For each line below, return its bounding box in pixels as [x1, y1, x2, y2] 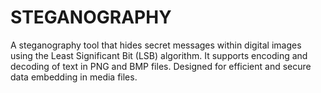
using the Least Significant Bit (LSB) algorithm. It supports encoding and [10, 49, 308, 61]
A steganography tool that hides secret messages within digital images [10, 39, 302, 51]
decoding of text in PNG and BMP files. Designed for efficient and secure [10, 60, 312, 72]
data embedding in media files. [10, 71, 138, 83]
